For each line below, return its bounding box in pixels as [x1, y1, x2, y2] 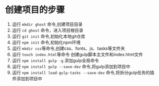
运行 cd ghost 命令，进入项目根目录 [12, 27, 84, 33]
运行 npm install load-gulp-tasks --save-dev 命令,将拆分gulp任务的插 [12, 70, 155, 75]
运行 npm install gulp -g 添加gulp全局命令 [12, 57, 99, 63]
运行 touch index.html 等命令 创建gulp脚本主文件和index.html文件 [12, 51, 143, 57]
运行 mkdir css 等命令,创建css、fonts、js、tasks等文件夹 [12, 45, 125, 51]
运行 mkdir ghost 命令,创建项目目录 [12, 21, 83, 27]
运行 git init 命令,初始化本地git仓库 [12, 33, 86, 39]
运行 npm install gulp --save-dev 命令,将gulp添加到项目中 [12, 63, 130, 69]
